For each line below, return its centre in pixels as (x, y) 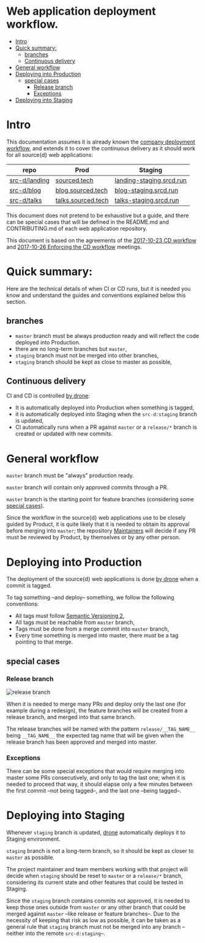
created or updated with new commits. (64, 434)
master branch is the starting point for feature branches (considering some (100, 499)
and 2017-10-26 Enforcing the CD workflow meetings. (74, 247)
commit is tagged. (29, 586)
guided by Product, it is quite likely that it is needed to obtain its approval (98, 524)
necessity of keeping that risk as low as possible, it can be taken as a (94, 920)
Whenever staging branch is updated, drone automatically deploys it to (96, 833)
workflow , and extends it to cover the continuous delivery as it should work (101, 148)
